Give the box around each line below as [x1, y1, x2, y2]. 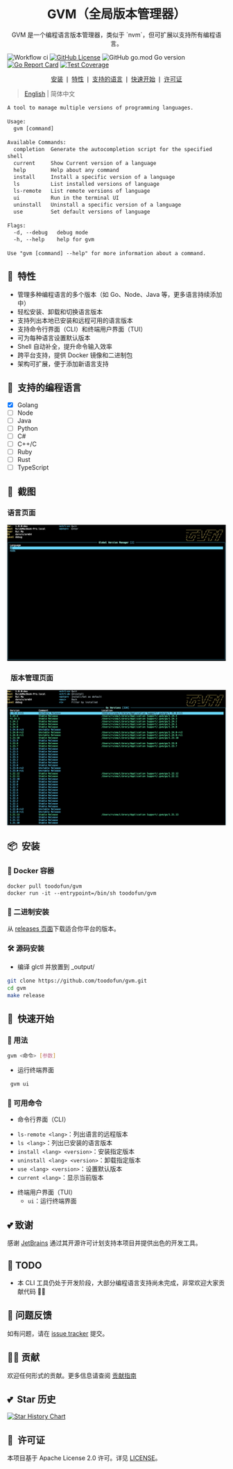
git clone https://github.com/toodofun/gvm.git [7, 977, 148, 984]
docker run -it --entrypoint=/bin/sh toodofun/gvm [7, 890, 157, 897]
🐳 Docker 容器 [7, 866, 55, 875]
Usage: [7, 118, 26, 125]
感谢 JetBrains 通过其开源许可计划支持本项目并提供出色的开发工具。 [7, 1239, 202, 1247]
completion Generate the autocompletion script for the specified [13, 146, 213, 153]
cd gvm [7, 984, 26, 992]
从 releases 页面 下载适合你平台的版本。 [7, 924, 120, 933]
